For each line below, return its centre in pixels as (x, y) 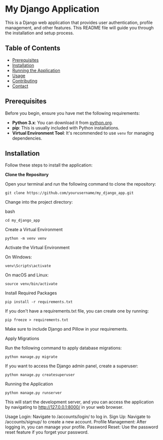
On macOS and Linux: (27, 275)
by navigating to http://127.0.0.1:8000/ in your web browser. (64, 407)
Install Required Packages (31, 293)
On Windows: (18, 257)
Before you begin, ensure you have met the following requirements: (72, 113)
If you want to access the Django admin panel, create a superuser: (72, 366)
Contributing (25, 81)
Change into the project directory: (39, 202)
